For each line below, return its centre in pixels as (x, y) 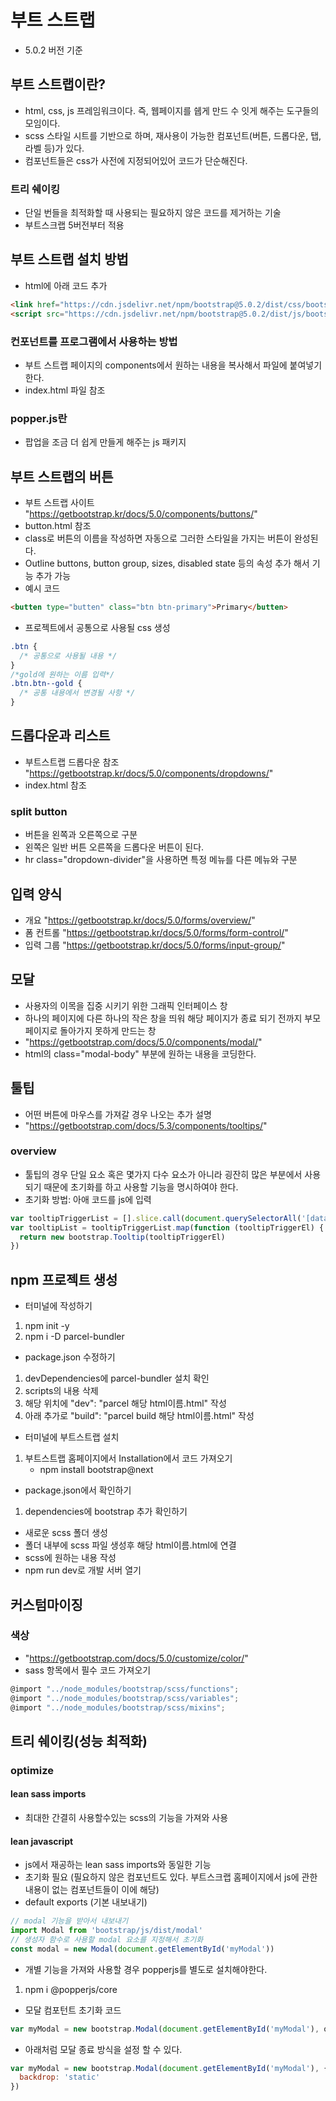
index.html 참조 (55, 785)
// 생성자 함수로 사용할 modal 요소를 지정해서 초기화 (107, 1939)
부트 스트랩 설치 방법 (69, 259)
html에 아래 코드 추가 (66, 285)
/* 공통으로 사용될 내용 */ (68, 656)
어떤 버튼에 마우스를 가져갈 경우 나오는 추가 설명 (118, 1114)
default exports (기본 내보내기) (86, 1902)
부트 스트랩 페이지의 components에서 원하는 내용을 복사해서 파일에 (156, 365)
